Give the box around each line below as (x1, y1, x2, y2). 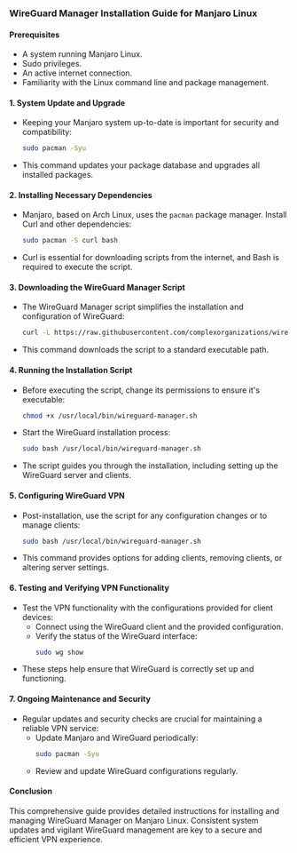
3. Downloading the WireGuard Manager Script (9, 282, 186, 292)
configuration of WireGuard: (21, 311, 125, 322)
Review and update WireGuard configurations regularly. (35, 765, 238, 776)
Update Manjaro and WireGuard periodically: (35, 732, 199, 743)
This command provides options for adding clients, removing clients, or (21, 553, 283, 563)
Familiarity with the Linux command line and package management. (21, 77, 269, 88)
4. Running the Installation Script (9, 364, 133, 375)
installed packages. (21, 170, 94, 180)
